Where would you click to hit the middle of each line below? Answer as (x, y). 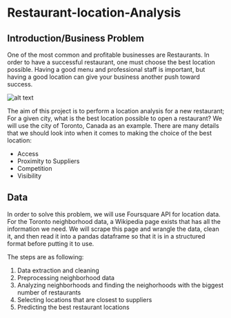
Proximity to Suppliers (48, 161)
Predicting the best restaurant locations (73, 307)
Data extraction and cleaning (58, 270)
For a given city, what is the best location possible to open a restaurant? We (115, 118)
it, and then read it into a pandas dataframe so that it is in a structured (106, 236)
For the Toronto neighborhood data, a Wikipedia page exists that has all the (114, 221)
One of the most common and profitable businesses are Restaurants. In (109, 55)
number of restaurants (49, 292)
